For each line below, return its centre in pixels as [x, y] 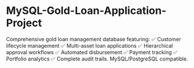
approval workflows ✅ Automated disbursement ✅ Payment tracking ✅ [92, 52]
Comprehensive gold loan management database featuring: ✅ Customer [93, 39]
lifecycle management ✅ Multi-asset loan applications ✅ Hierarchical [90, 45]
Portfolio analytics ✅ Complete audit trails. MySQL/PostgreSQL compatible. [97, 59]
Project [24, 23]
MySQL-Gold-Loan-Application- [86, 11]
